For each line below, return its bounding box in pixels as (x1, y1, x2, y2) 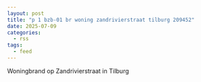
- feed (13, 49, 32, 55)
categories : (7, 29, 41, 36)
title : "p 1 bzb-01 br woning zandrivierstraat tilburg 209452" (7, 16, 195, 23)
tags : (7, 42, 23, 49)
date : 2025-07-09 (7, 23, 57, 29)
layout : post (7, 10, 45, 17)
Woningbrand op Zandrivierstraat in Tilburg (7, 66, 129, 75)
